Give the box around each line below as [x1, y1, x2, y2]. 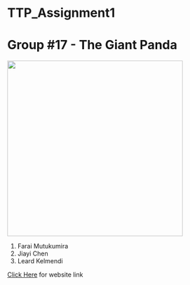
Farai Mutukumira [17, 242, 69, 251]
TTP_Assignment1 [7, 5, 116, 21]
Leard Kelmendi [17, 257, 63, 265]
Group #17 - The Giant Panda [7, 37, 177, 53]
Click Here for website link [7, 270, 83, 279]
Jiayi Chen [17, 249, 48, 258]
